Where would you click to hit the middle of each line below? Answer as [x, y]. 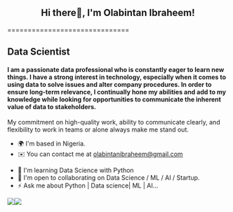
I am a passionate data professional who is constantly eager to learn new [116, 69]
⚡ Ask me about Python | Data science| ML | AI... [88, 185]
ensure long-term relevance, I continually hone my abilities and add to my [117, 92]
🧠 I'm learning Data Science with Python [76, 170]
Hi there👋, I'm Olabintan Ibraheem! [118, 13]
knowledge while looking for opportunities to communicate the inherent [114, 99]
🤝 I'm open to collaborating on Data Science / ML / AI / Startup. [108, 178]
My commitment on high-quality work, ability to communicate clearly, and [114, 122]
